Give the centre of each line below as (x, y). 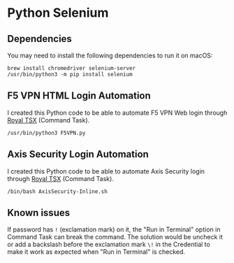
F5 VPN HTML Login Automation (79, 96)
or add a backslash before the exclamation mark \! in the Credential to (109, 244)
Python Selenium (58, 13)
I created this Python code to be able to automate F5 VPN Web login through (117, 113)
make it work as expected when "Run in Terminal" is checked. (96, 252)
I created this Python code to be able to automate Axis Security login (106, 171)
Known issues (39, 213)
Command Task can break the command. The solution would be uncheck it (115, 237)
